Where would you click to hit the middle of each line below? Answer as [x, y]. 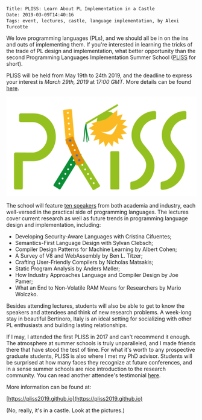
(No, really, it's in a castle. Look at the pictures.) [65, 410]
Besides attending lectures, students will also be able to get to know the [96, 306]
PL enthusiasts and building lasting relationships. [67, 325]
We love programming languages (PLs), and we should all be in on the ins [97, 38]
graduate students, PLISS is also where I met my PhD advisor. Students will [99, 356]
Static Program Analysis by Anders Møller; [68, 269]
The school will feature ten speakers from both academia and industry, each [101, 205]
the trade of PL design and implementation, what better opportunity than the [101, 51]
